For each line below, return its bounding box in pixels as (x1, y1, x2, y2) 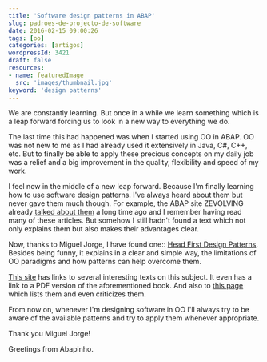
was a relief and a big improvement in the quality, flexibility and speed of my (8, 158, 259, 167)
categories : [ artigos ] (8, 42, 84, 50)
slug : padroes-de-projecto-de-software (8, 19, 141, 27)
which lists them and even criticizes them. (8, 289, 146, 299)
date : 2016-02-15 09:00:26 (8, 26, 98, 34)
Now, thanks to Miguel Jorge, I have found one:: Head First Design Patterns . (8, 239, 258, 249)
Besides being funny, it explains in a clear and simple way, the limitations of (8, 248, 257, 258)
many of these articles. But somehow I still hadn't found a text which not (8, 215, 246, 225)
